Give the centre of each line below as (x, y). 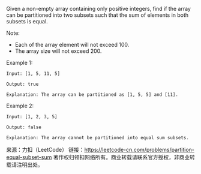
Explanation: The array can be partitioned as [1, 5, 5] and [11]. (92, 95)
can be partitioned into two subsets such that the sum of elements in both (97, 15)
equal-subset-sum (29, 157)
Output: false (24, 127)
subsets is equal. (27, 21)
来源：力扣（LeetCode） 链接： (46, 150)
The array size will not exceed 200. (58, 51)
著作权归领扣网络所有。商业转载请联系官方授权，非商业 (121, 157)
